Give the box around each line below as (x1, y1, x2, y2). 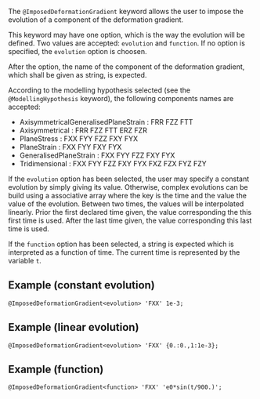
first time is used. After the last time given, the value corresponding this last (8, 216, 252, 225)
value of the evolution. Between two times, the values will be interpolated (8, 199, 244, 209)
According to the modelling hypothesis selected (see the (8, 85, 190, 95)
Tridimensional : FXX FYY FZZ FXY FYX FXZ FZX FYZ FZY (19, 159, 208, 168)
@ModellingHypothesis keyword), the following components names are (8, 94, 234, 103)
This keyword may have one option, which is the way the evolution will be (8, 31, 245, 39)
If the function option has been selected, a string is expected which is (8, 239, 234, 248)
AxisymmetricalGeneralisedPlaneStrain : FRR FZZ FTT (19, 118, 193, 126)
